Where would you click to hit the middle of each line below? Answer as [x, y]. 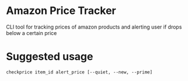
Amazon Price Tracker [61, 11]
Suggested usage [50, 57]
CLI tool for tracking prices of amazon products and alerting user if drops [94, 27]
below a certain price [32, 33]
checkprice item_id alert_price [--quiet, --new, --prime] [79, 72]
